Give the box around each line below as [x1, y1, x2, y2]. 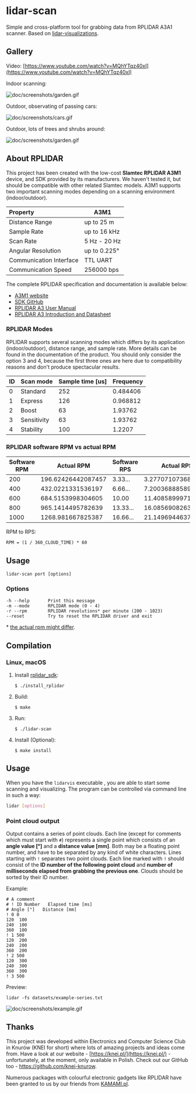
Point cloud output [6, 816, 60, 825]
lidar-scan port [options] [6, 571, 72, 577]
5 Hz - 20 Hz [84, 237, 121, 245]
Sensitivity [20, 416, 50, 424]
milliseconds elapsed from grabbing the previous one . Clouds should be [6, 867, 183, 874]
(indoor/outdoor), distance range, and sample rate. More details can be [6, 345, 177, 352]
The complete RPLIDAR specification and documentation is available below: [6, 280, 188, 288]
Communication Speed [9, 265, 72, 274]
